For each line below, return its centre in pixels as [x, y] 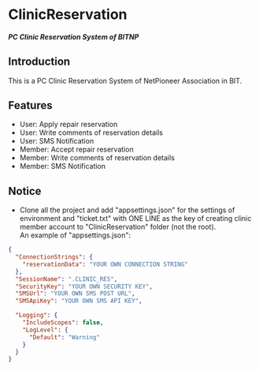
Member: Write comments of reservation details [97, 158]
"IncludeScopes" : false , [63, 323]
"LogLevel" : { [45, 330]
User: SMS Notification [57, 141]
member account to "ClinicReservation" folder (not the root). [118, 227]
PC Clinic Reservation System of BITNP [74, 36]
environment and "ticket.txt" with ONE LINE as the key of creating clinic [135, 219]
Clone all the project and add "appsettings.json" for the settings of [127, 210]
